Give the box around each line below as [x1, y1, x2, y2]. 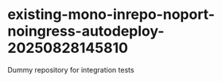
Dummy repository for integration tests [7, 65, 134, 74]
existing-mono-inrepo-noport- [7, 6, 216, 24]
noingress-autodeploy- [7, 22, 165, 40]
